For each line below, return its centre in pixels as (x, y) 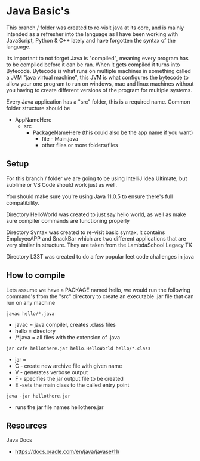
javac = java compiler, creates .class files (65, 324)
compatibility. (23, 202)
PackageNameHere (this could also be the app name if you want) (113, 132)
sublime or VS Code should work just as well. (62, 184)
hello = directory (35, 331)
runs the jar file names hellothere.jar (59, 407)
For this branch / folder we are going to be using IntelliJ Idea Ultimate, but (97, 178)
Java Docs (19, 440)
